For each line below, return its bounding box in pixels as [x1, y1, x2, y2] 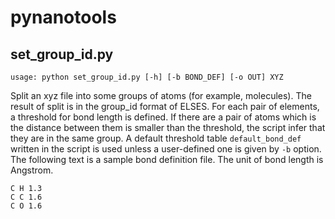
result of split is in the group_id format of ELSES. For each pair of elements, [10, 101, 320, 112]
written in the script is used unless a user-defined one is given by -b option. [10, 143, 322, 155]
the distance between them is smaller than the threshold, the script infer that [10, 122, 326, 133]
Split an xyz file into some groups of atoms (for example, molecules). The [10, 90, 312, 101]
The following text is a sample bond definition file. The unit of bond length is [10, 154, 324, 165]
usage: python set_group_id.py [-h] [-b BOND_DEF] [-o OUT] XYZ [10, 72, 284, 82]
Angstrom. [10, 164, 54, 176]
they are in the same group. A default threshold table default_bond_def [10, 132, 302, 144]
